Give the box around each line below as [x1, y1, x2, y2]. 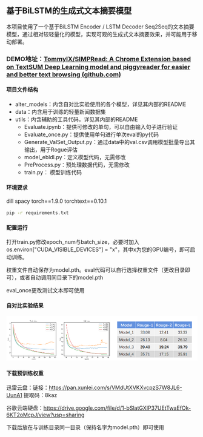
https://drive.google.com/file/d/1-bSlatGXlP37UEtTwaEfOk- [43, 404, 191, 412]
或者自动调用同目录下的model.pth [19, 274, 104, 281]
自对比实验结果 [6, 301, 44, 309]
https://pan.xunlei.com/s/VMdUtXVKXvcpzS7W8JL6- [48, 384, 182, 392]
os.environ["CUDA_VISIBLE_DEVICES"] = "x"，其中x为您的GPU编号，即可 [6, 246, 190, 253]
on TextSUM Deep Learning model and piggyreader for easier [6, 62, 191, 71]
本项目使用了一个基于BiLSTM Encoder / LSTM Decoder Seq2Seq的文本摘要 [6, 23, 195, 30]
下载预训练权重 [6, 369, 44, 376]
